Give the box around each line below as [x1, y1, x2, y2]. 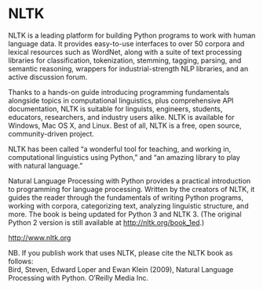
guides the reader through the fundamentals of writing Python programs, [8, 193, 244, 202]
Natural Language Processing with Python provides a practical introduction [8, 176, 251, 185]
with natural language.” [8, 161, 83, 170]
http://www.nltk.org [8, 233, 71, 242]
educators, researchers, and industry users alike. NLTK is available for [8, 112, 236, 121]
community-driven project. [8, 129, 94, 138]
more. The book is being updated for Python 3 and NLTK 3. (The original [8, 209, 242, 219]
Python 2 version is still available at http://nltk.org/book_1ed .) [8, 217, 205, 227]
